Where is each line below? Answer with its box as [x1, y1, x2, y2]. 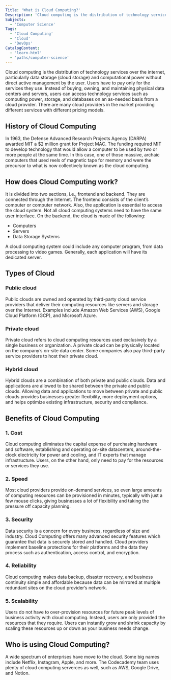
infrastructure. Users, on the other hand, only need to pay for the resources [5, 457, 164, 463]
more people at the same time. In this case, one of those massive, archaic [5, 152, 160, 158]
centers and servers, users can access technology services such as [5, 90, 148, 97]
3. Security [5, 516, 33, 523]
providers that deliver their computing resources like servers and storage [5, 301, 159, 307]
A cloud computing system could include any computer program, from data [5, 243, 163, 250]
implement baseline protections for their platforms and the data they [5, 544, 149, 550]
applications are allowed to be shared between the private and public [5, 383, 150, 389]
